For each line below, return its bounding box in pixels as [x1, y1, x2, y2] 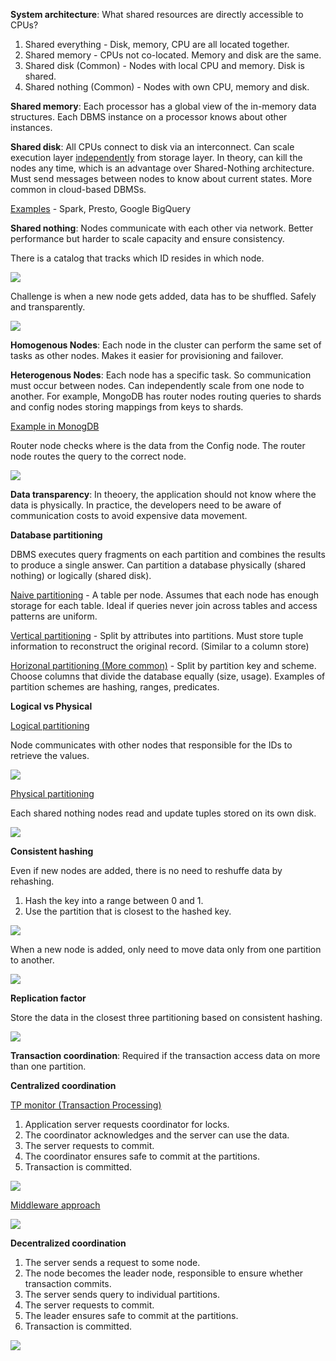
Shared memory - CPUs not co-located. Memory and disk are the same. [24, 49, 322, 61]
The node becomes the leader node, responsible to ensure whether [24, 1267, 304, 1279]
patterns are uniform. [10, 610, 98, 622]
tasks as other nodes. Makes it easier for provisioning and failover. [10, 350, 284, 361]
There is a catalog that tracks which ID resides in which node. [10, 252, 265, 264]
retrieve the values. [10, 750, 90, 761]
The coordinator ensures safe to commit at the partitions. [24, 1150, 260, 1162]
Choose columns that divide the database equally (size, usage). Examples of [10, 670, 326, 682]
